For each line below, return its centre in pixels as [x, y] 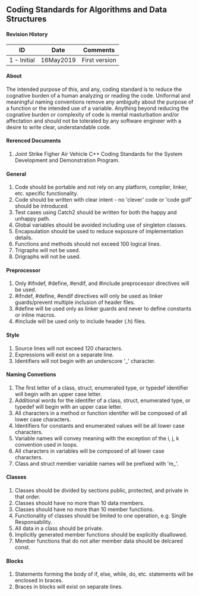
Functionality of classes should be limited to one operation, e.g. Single [101, 516]
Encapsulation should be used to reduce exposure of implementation [99, 231]
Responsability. [33, 522]
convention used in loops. [46, 444]
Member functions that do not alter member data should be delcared [99, 541]
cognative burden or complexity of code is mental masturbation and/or [93, 114]
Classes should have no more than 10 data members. [80, 503]
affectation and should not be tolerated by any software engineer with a [94, 121]
